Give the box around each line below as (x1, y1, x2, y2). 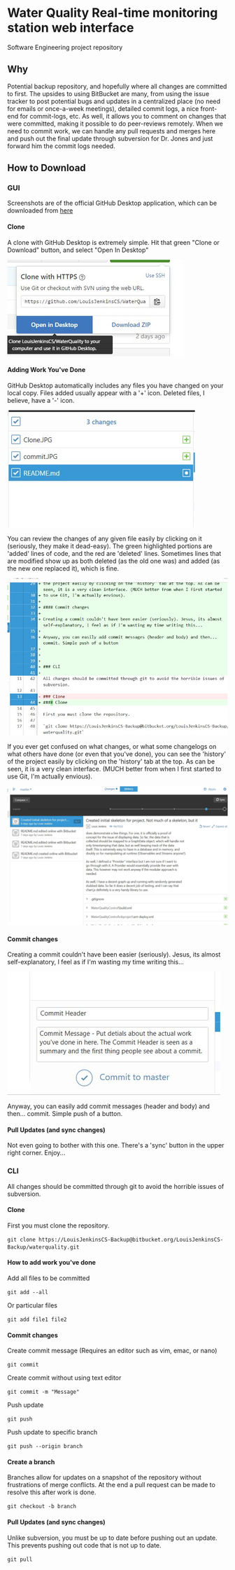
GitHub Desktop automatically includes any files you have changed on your (7, 381, 224, 390)
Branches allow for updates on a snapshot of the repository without (7, 1473, 201, 1482)
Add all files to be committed (7, 1274, 90, 1282)
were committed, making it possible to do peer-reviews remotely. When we (7, 119, 224, 128)
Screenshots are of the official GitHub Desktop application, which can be (7, 199, 218, 208)
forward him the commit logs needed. (7, 142, 115, 150)
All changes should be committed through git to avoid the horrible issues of (7, 1182, 225, 1190)
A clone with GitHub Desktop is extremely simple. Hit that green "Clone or (7, 238, 220, 246)
